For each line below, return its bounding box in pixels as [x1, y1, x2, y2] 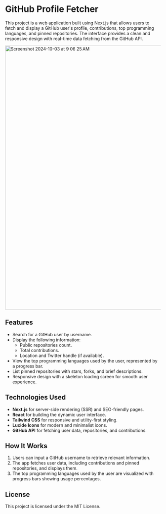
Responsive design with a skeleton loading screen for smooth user [12, 373, 148, 379]
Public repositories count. [19, 342, 72, 348]
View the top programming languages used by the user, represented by [12, 358, 158, 363]
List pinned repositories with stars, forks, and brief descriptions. [12, 368, 143, 374]
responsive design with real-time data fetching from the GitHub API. [5, 36, 143, 42]
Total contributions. [19, 347, 59, 353]
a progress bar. [12, 363, 43, 369]
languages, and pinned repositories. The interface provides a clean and [5, 30, 151, 36]
